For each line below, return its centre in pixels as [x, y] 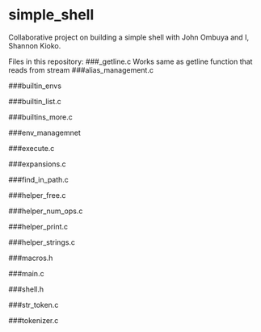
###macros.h [31, 258]
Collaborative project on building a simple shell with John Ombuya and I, [128, 37]
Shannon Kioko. [35, 45]
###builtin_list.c [35, 101]
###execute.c [32, 148]
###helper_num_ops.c [46, 211]
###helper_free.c [37, 195]
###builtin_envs [35, 86]
